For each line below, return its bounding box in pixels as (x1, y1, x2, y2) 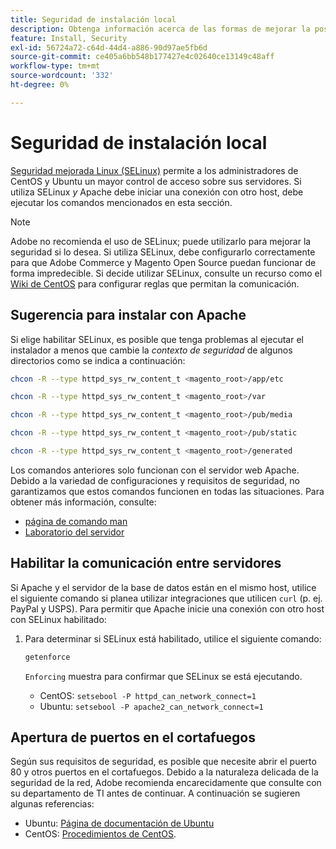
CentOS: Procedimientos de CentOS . (24, 828, 177, 840)
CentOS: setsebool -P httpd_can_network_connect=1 (39, 689, 257, 701)
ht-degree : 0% (10, 80, 70, 90)
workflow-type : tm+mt (10, 61, 101, 71)
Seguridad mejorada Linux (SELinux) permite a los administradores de (10, 164, 299, 176)
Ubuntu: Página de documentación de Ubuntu (24, 817, 215, 830)
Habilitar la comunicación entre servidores (10, 555, 282, 572)
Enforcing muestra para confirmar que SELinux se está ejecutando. (24, 670, 303, 682)
